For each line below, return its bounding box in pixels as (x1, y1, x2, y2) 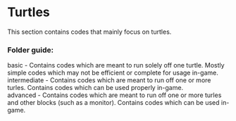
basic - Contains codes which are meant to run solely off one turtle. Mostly (7, 61, 225, 70)
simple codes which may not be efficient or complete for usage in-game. (7, 68, 218, 77)
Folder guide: (7, 45, 54, 55)
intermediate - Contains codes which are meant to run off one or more (7, 76, 211, 84)
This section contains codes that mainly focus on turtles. (7, 27, 172, 36)
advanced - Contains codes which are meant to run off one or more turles (7, 91, 222, 99)
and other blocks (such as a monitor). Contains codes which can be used (7, 98, 220, 107)
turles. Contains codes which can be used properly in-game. (7, 84, 184, 92)
